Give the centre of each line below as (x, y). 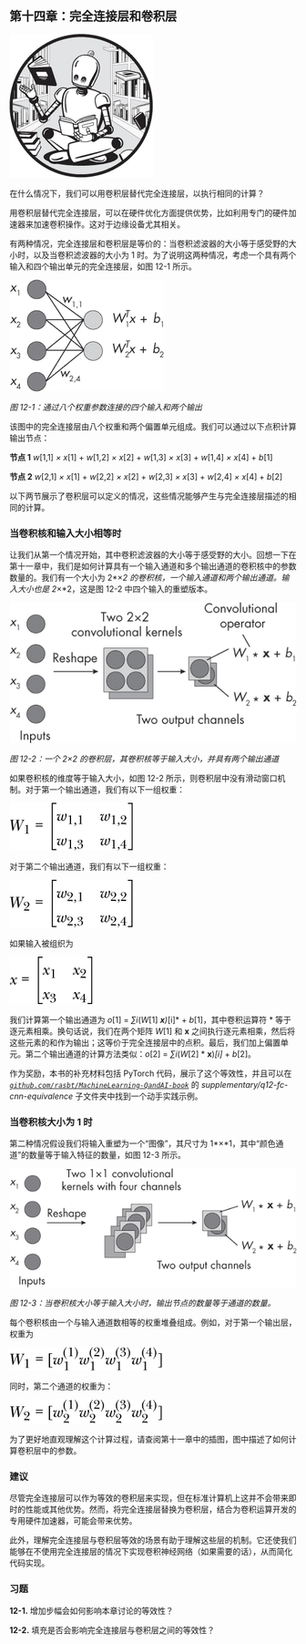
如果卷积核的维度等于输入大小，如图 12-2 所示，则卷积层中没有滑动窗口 (143, 778)
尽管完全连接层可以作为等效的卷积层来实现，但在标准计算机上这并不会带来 (149, 1498)
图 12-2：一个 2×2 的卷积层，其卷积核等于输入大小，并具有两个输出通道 (144, 759)
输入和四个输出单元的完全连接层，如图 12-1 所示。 (103, 266)
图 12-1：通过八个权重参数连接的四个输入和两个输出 (106, 407)
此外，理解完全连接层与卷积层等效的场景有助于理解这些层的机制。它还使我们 (153, 1540)
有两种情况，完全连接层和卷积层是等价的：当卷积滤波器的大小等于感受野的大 (153, 243)
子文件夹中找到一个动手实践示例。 (139, 1096)
